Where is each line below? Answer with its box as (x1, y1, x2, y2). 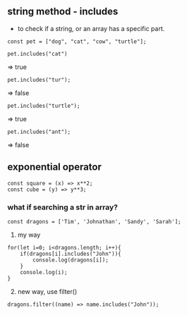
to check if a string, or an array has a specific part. (17, 24, 165, 32)
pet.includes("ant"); (7, 128, 71, 135)
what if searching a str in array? (7, 202, 119, 212)
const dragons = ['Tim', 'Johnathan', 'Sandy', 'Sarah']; (7, 218, 181, 225)
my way (17, 230, 41, 239)
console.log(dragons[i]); (32, 257, 109, 264)
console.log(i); (20, 268, 68, 276)
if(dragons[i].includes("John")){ (20, 250, 121, 257)
